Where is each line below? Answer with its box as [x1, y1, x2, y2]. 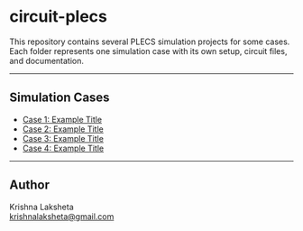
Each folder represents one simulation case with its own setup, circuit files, [9, 45, 288, 56]
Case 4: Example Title [22, 143, 105, 153]
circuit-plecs [9, 6, 108, 27]
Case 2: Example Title [22, 124, 104, 134]
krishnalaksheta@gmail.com [9, 210, 115, 222]
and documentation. [9, 55, 84, 66]
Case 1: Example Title [22, 114, 102, 125]
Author [9, 178, 50, 193]
